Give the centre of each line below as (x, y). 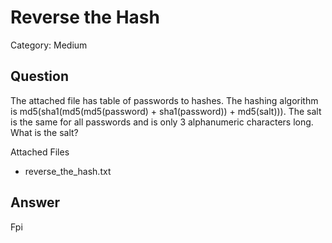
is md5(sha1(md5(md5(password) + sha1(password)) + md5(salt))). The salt (166, 111)
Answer (35, 202)
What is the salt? (44, 132)
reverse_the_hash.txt (68, 171)
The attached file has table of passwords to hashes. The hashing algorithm (164, 100)
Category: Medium (49, 45)
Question (39, 76)
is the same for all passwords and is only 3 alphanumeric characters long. (162, 122)
